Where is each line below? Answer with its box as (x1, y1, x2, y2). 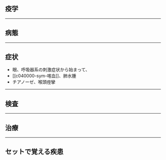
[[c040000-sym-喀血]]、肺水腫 (12, 73, 77, 79)
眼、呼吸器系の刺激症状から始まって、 (12, 67, 90, 73)
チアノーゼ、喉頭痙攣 (12, 79, 56, 85)
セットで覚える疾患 (5, 148, 64, 156)
